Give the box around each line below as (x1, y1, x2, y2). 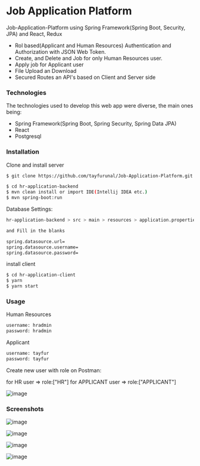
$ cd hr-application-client (6, 272, 76, 278)
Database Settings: (6, 206, 53, 213)
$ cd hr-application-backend (6, 183, 79, 189)
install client (6, 260, 36, 268)
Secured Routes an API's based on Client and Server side (14, 73, 156, 81)
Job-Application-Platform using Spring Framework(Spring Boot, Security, (6, 24, 186, 31)
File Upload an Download (14, 67, 77, 74)
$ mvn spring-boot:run (6, 195, 62, 201)
